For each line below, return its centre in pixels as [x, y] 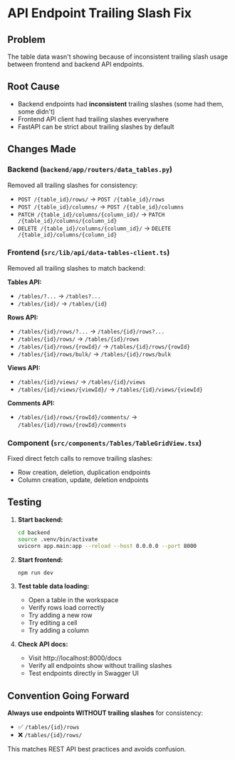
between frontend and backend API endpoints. [76, 64]
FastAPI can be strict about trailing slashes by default [96, 126]
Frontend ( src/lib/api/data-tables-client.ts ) [89, 253]
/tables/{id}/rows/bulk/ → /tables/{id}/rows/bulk [94, 354]
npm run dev [35, 573]
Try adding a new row [60, 615]
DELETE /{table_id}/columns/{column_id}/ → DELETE [94, 228]
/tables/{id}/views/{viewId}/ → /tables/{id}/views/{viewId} [110, 389]
